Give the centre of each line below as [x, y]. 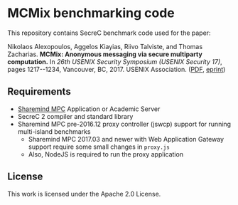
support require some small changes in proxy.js [99, 147]
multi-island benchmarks [54, 131]
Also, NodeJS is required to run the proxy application [106, 154]
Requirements [39, 91]
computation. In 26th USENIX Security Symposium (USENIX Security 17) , [115, 61]
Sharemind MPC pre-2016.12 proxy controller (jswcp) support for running [124, 124]
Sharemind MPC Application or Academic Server [89, 109]
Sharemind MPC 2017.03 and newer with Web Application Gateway [126, 139]
